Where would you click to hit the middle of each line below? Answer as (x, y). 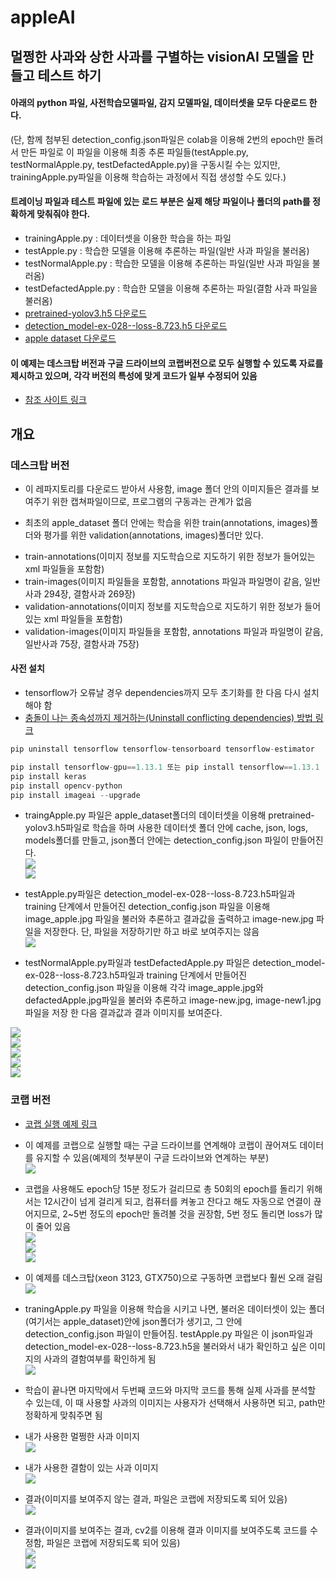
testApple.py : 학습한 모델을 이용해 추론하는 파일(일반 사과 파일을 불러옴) (167, 250)
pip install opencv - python (66, 786)
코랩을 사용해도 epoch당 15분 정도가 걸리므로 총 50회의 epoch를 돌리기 (164, 1188)
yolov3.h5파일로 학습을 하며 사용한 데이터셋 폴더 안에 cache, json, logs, (166, 828)
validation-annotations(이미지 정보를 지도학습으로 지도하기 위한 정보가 (163, 606)
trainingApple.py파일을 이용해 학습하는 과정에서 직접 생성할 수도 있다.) (148, 177)
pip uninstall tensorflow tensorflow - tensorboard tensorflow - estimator (162, 749)
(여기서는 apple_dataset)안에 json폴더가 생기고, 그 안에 (133, 1321)
